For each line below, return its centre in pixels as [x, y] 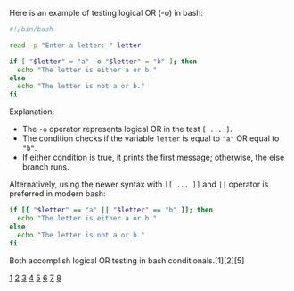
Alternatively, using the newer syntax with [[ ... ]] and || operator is [139, 184]
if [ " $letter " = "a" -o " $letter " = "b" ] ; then [103, 62]
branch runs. [45, 167]
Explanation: [32, 112]
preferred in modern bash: [57, 194]
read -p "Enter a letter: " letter [75, 45]
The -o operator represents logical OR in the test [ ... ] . [127, 129]
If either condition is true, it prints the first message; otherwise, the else [153, 158]
